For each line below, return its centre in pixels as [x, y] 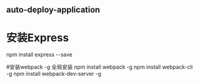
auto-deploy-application [53, 10]
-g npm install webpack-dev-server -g [54, 74]
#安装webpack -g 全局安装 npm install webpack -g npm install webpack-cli [99, 67]
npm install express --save [39, 55]
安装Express [38, 38]
